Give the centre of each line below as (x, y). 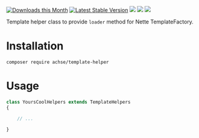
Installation (35, 46)
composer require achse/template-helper (58, 62)
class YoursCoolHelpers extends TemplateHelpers (68, 102)
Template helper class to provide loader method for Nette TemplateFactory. (100, 22)
